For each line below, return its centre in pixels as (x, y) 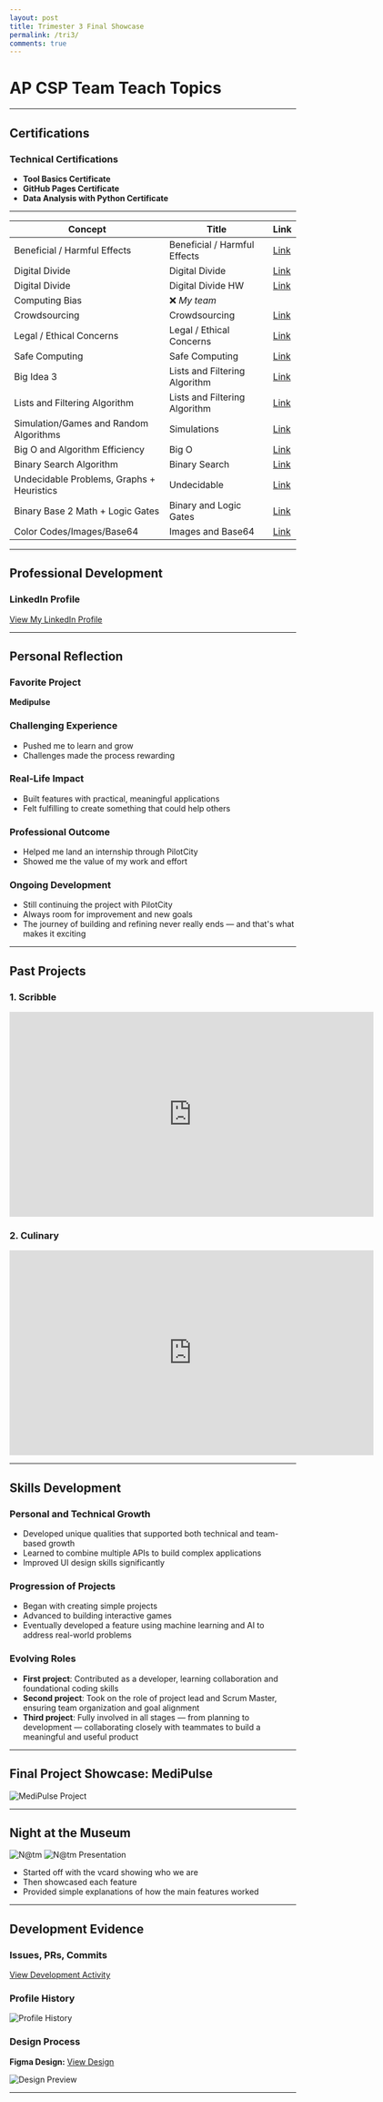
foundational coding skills (71, 1688)
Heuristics (35, 490)
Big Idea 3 (35, 376)
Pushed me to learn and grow (78, 745)
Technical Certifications (64, 158)
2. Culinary (34, 1236)
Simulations (195, 429)
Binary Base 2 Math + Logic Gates (87, 511)
